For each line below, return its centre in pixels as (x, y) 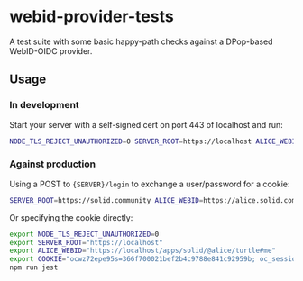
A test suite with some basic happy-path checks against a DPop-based (141, 41)
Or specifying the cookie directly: (71, 217)
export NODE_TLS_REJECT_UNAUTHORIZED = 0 (84, 234)
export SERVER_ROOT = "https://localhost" (87, 242)
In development (44, 105)
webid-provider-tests (92, 17)
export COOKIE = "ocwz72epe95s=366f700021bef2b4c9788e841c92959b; (133, 259)
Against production (53, 164)
